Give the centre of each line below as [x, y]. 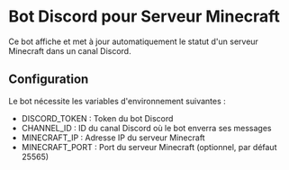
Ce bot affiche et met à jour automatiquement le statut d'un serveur [133, 41]
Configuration [49, 80]
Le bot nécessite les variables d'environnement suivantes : [117, 101]
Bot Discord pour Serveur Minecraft [144, 17]
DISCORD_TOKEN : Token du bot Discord [97, 118]
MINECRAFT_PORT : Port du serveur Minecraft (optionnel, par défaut [149, 147]
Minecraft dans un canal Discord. [70, 50]
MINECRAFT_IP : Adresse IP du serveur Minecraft [113, 138]
